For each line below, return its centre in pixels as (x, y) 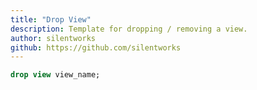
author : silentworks (53, 38)
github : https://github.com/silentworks (96, 47)
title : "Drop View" (51, 19)
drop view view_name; (55, 75)
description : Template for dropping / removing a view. (129, 29)
